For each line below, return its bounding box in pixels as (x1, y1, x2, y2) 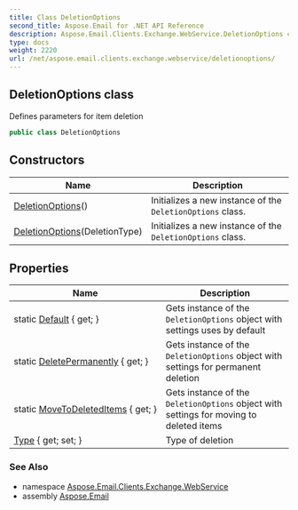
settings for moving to (165, 409, 257, 421)
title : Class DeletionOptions (9, 12, 122, 22)
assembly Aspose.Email (21, 490, 109, 501)
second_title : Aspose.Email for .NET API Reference (9, 21, 204, 30)
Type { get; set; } (13, 434, 82, 447)
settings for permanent (165, 361, 262, 373)
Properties (9, 260, 69, 275)
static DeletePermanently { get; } (13, 355, 149, 368)
